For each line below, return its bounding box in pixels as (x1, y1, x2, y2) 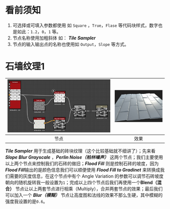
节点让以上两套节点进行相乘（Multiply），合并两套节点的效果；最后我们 (15, 185, 163, 192)
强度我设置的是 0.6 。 (5, 198, 48, 204)
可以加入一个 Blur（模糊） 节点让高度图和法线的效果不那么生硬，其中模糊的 (5, 192, 163, 198)
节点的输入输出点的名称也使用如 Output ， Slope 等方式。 (12, 41, 129, 47)
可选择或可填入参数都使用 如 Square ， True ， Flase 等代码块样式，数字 (12, 22, 158, 28)
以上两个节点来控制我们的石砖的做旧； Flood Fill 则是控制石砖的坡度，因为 (5, 160, 159, 167)
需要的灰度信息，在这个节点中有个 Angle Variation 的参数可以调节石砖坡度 (9, 173, 163, 179)
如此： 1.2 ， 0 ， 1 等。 (17, 28, 61, 34)
